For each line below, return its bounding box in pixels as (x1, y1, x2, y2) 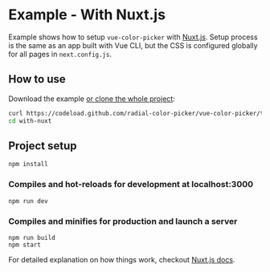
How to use (8, 72, 66, 86)
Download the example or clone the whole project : (8, 94, 175, 104)
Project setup (8, 139, 78, 152)
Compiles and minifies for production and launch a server (8, 215, 238, 226)
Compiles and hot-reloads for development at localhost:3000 (8, 179, 254, 190)
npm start (8, 241, 42, 249)
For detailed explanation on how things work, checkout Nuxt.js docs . (8, 254, 235, 264)
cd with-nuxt (8, 116, 52, 125)
